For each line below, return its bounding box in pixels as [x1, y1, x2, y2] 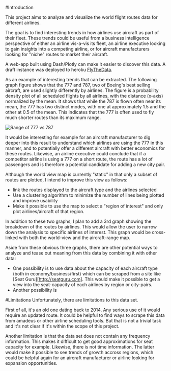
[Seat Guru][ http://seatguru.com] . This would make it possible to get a [12, 276, 160, 282]
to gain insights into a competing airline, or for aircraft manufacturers [5, 46, 150, 52]
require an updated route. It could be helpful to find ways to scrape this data [5, 312, 165, 318]
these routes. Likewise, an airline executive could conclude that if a [5, 151, 146, 156]
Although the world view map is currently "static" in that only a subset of [5, 171, 158, 177]
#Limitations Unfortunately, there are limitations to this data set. [5, 297, 138, 303]
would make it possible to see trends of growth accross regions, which [5, 350, 154, 355]
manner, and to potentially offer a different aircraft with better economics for [5, 145, 165, 151]
